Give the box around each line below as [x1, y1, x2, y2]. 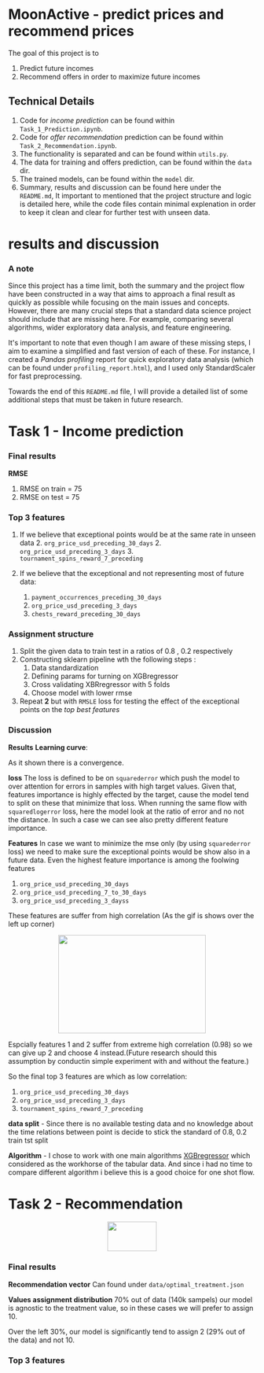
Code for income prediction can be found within [19, 116, 175, 125]
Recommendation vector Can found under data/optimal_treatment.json [8, 1279, 244, 1289]
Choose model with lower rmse [31, 688, 133, 698]
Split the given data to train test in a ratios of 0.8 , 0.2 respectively [19, 647, 233, 656]
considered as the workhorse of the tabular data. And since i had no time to [8, 1159, 253, 1168]
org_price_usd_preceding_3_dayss [19, 897, 130, 905]
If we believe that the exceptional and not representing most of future [19, 569, 244, 578]
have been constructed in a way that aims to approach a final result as [8, 290, 236, 299]
